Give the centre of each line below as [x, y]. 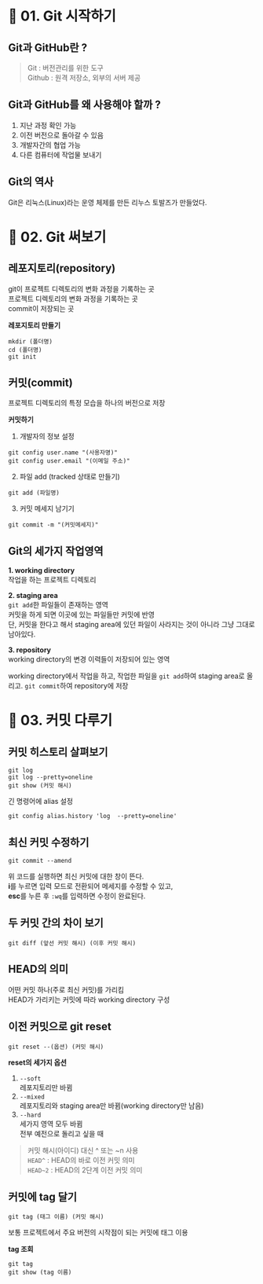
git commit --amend [40, 861]
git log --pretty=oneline [50, 778]
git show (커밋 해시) [40, 786]
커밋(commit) [40, 383]
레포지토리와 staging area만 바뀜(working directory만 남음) [111, 1106]
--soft [30, 1079]
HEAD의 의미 [38, 969]
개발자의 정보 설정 [47, 436]
